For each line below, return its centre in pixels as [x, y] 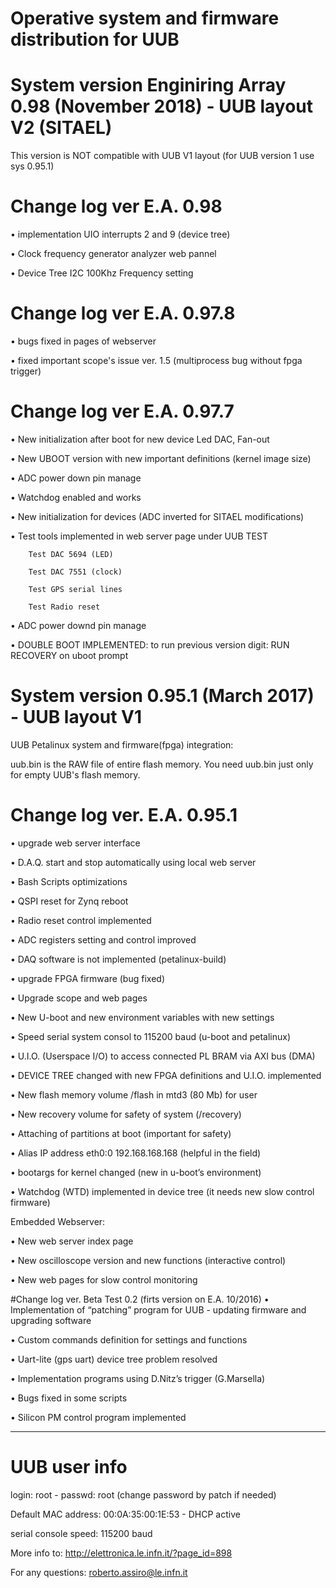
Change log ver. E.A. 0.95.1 [124, 815]
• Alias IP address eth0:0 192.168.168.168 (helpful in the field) [136, 1153]
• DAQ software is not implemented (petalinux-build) [118, 959]
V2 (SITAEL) [61, 128]
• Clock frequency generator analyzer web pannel [113, 254]
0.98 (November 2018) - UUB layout [161, 106]
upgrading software [51, 1320]
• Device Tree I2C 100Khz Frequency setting [102, 273]
